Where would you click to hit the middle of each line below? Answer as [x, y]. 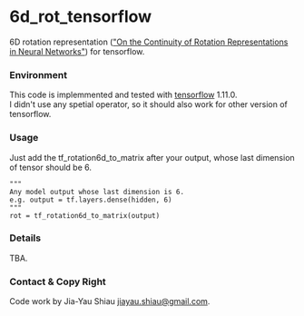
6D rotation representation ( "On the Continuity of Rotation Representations [149, 42]
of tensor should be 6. [51, 167]
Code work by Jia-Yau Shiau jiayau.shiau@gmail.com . [110, 301]
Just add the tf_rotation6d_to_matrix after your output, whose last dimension [152, 157]
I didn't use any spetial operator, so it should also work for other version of [149, 104]
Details [25, 238]
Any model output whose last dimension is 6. [97, 192]
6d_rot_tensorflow [81, 17]
